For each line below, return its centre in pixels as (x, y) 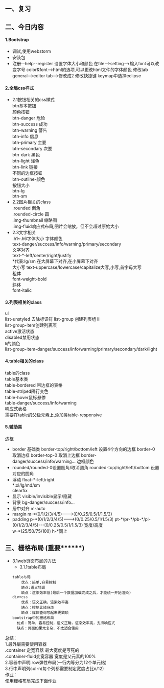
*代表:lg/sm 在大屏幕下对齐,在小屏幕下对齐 (55, 261)
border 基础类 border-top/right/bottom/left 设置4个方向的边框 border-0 (83, 449)
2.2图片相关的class (31, 202)
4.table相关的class (24, 361)
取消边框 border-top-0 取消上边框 (46, 455)
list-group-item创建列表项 (31, 325)
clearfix (20, 490)
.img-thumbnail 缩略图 (35, 220)
